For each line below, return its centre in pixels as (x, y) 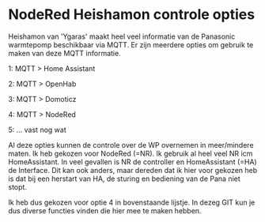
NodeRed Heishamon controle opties (132, 15)
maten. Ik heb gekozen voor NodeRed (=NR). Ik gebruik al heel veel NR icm (131, 153)
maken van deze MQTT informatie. (64, 53)
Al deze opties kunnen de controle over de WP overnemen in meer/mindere (131, 145)
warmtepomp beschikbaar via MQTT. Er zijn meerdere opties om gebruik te (131, 44)
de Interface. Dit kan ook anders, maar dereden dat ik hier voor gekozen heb (133, 170)
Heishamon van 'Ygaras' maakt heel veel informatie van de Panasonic (122, 36)
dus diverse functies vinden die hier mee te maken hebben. (105, 210)
